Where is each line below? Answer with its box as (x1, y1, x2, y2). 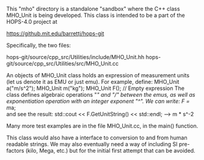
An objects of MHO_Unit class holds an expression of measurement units (6, 72, 190, 78)
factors (6, 147, 24, 154)
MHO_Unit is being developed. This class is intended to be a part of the (6, 12, 185, 19)
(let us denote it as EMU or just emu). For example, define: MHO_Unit (6, 78, 180, 85)
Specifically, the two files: (6, 42, 71, 49)
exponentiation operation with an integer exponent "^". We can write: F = (6, 97, 191, 105)
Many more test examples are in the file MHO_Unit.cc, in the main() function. (6, 122, 199, 130)
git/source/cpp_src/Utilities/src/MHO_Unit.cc (6, 60, 119, 67)
